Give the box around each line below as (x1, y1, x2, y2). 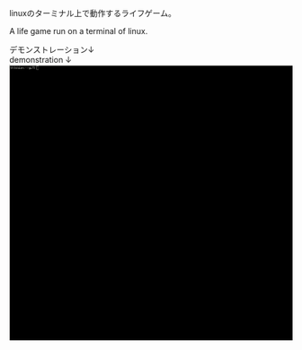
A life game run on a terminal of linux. (9, 26, 148, 36)
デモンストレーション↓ (9, 44, 95, 55)
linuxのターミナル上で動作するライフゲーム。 (9, 8, 177, 18)
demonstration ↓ (9, 55, 73, 65)
